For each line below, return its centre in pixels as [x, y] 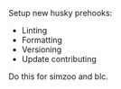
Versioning [42, 49]
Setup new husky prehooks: [60, 13]
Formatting [42, 40]
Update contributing [59, 59]
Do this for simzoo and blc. [59, 76]
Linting [34, 30]
